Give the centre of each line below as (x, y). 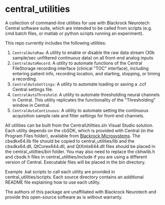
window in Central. (31, 105)
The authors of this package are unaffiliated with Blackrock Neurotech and (81, 192)
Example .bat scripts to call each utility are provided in (60, 171)
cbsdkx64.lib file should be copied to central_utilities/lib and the (70, 141)
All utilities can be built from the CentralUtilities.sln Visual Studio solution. (79, 125)
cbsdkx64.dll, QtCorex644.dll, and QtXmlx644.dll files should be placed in (80, 146)
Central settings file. (33, 89)
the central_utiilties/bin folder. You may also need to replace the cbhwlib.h (80, 152)
